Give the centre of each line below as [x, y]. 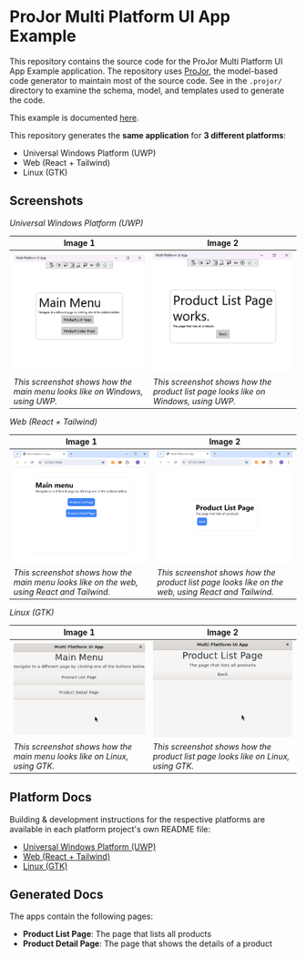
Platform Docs [51, 797]
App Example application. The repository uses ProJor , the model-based [144, 71]
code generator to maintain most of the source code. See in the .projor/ [146, 80]
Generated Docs [56, 894]
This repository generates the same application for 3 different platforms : [148, 135]
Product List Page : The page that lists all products [117, 934]
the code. [27, 100]
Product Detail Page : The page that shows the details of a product [148, 943]
